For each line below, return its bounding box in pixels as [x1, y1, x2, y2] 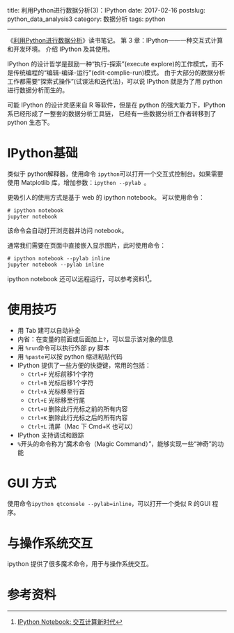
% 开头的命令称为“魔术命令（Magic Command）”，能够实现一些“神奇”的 [17, 439, 218, 448]
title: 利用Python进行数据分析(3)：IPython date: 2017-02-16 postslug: [7, 6, 205, 14]
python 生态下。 [7, 118, 54, 126]
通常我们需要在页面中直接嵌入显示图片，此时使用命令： [7, 241, 166, 249]
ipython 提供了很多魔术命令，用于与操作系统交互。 [7, 560, 153, 568]
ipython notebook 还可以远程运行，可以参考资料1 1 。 [7, 273, 155, 283]
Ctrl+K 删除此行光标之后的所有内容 [27, 413, 128, 422]
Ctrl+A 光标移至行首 [27, 387, 86, 396]
